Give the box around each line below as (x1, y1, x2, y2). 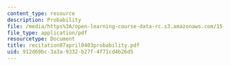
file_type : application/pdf (7, 29, 88, 36)
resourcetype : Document (7, 36, 76, 43)
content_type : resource (7, 10, 76, 17)
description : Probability (7, 16, 81, 23)
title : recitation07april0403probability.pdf (7, 42, 140, 49)
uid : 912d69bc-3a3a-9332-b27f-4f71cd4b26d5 (7, 49, 134, 56)
